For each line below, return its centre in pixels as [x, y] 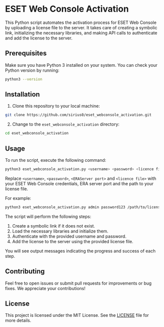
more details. [18, 321]
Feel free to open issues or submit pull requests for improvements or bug [78, 283]
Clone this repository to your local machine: [56, 106]
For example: [18, 198]
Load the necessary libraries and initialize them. [60, 231]
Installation [22, 94]
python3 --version [24, 79]
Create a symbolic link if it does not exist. [53, 226]
